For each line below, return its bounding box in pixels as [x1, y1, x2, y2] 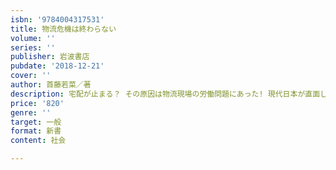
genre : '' [10, 107, 52, 118]
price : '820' [10, 98, 65, 108]
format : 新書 [10, 126, 62, 136]
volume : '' [10, 33, 56, 43]
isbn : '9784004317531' [10, 14, 105, 25]
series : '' [10, 42, 56, 53]
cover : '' [10, 71, 52, 81]
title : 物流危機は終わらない [10, 24, 117, 34]
